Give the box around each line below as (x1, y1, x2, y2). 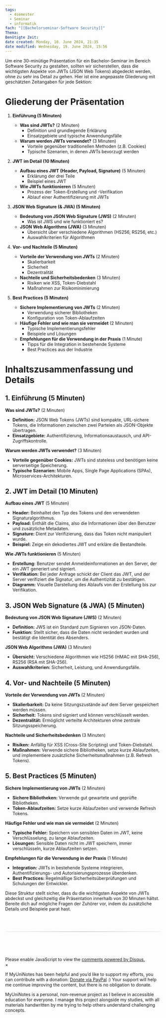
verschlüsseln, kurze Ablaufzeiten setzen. (12, 846, 98, 851)
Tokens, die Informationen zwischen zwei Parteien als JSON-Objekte (12, 422, 154, 428)
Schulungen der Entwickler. (12, 880, 69, 886)
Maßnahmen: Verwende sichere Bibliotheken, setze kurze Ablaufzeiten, (12, 747, 160, 753)
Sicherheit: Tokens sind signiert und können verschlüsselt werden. (12, 712, 150, 718)
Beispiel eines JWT (27, 178, 67, 184)
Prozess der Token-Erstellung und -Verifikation (27, 189, 123, 195)
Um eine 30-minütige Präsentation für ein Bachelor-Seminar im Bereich (5, 57, 151, 63)
